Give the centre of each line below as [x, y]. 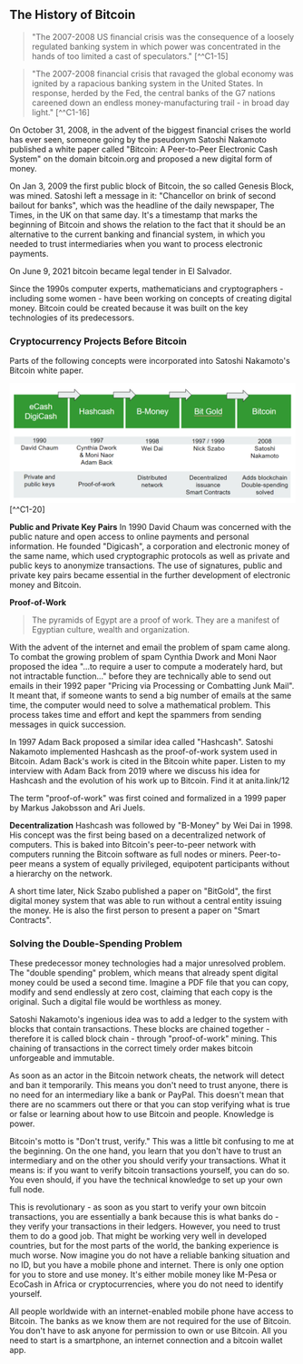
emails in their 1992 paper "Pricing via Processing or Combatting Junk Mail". [152, 685]
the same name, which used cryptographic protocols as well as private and [150, 555]
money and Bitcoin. [45, 584]
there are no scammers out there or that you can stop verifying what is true [150, 1104]
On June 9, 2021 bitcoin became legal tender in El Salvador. [121, 270]
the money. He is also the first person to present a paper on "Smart [135, 910]
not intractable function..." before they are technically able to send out [140, 676]
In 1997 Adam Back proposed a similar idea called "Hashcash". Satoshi [142, 741]
